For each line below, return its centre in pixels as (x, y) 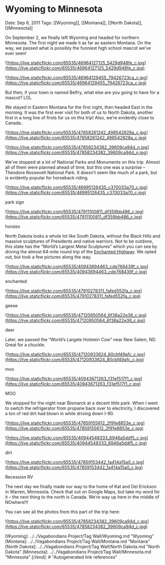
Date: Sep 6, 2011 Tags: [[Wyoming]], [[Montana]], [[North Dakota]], (74, 23)
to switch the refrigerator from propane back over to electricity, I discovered (82, 408)
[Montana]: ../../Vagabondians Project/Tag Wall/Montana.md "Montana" (78, 541)
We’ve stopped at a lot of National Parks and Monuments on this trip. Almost (82, 162)
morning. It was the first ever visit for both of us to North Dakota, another (79, 112)
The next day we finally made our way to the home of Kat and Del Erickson (81, 486)
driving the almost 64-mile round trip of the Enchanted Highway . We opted (81, 251)
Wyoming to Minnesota (54, 9)
